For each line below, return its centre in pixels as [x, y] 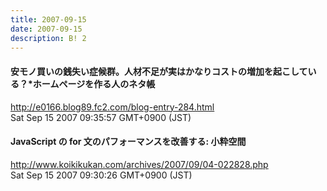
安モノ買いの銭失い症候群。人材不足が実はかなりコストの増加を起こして [159, 71]
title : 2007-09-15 [48, 19]
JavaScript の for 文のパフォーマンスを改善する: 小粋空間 [128, 142]
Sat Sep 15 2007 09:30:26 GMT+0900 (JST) [101, 175]
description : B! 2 [48, 38]
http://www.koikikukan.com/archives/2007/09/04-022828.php [139, 164]
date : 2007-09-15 [46, 29]
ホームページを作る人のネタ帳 [94, 83]
